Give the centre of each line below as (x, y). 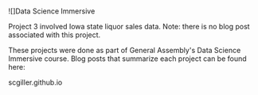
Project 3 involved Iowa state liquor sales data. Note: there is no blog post (129, 27)
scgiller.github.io (35, 82)
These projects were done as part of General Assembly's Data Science (125, 51)
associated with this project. (55, 35)
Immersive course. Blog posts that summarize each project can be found (127, 59)
